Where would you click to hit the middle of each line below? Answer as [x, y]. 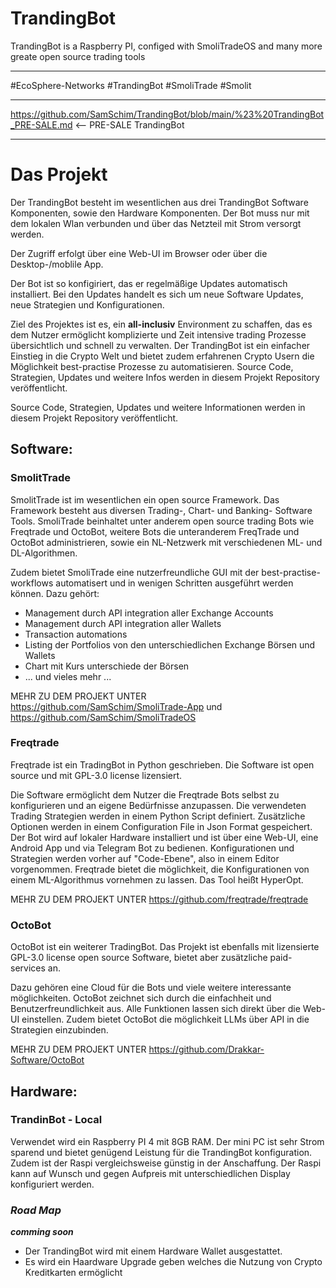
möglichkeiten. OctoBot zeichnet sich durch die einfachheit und [141, 998]
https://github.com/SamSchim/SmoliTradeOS [103, 717]
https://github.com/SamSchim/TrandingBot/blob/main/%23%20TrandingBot [167, 114]
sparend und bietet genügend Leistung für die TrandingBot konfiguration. [161, 1152]
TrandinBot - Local [56, 1120]
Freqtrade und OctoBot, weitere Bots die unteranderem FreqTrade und [155, 531]
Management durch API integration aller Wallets [123, 623]
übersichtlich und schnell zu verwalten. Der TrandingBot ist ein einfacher [160, 345]
